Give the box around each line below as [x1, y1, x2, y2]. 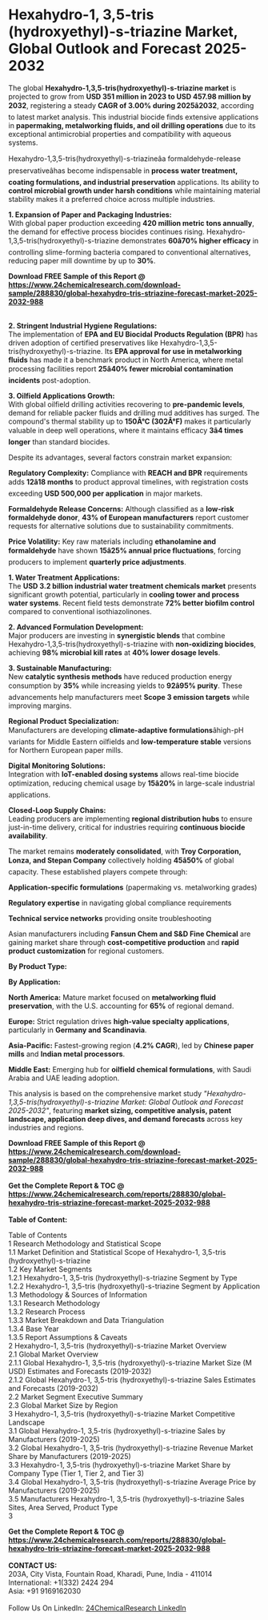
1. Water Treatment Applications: [8, 573, 120, 582]
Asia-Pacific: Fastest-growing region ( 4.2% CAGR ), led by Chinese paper [8, 1040, 254, 1050]
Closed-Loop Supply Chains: [8, 805, 106, 814]
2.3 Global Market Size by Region [8, 1400, 118, 1410]
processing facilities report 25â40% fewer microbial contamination [8, 364, 234, 373]
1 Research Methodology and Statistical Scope [8, 1239, 162, 1248]
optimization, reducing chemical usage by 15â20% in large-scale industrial [8, 778, 255, 788]
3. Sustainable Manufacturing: [8, 663, 112, 673]
